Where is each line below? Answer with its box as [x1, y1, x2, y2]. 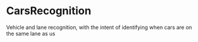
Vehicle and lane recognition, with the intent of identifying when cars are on [6, 24, 193, 31]
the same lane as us [6, 30, 55, 37]
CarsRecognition [6, 4, 91, 18]
